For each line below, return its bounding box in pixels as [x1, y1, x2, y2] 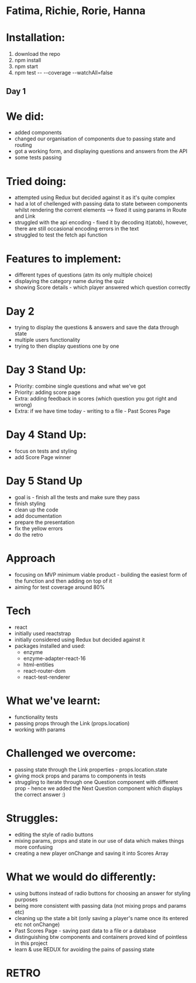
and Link [14, 213, 36, 220]
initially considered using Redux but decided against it [14, 636, 145, 643]
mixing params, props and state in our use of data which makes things [14, 837, 184, 844]
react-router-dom [23, 667, 66, 674]
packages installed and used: [14, 642, 86, 649]
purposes [14, 896, 38, 903]
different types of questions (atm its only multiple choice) [14, 271, 153, 278]
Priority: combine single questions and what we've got [14, 383, 146, 390]
